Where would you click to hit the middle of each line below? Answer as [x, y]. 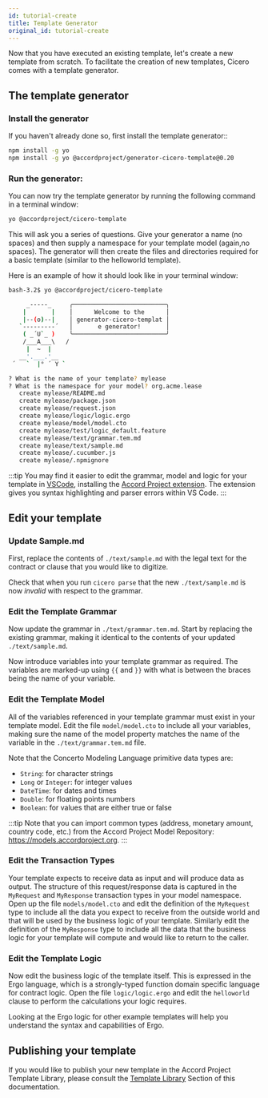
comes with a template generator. [64, 70]
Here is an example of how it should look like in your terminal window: [123, 275]
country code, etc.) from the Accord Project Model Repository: [111, 831]
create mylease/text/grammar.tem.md [80, 438]
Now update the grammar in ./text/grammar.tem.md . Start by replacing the [130, 629]
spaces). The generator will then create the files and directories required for [133, 251]
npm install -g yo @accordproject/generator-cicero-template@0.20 [121, 158]
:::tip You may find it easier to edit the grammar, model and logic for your [128, 476]
